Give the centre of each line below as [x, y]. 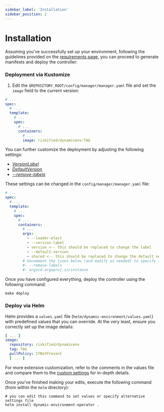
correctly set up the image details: [40, 327]
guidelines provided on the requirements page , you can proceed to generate [82, 57]
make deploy [17, 294]
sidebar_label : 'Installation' [37, 10]
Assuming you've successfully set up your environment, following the [75, 52]
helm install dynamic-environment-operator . [52, 405]
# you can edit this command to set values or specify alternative [75, 396]
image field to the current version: [46, 90]
